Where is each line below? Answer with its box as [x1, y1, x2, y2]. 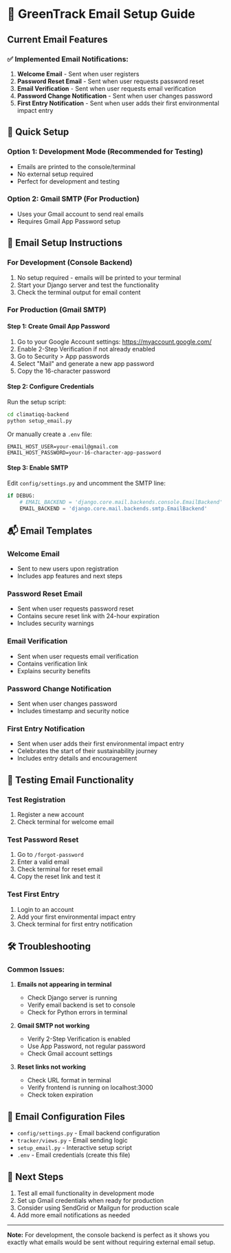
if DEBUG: [7, 492, 36, 499]
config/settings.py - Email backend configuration [16, 1129, 160, 1137]
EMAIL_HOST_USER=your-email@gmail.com [7, 443, 118, 450]
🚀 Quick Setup [7, 127, 69, 138]
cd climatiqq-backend [7, 411, 69, 418]
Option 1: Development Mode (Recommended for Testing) [7, 147, 203, 157]
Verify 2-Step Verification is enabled [27, 1035, 131, 1043]
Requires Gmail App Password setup [16, 217, 121, 226]
